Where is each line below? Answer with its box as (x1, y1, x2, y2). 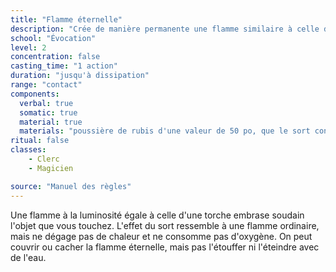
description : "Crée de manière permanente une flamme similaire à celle (10, 24, 320, 34)
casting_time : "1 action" (10, 61, 118, 71)
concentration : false (10, 52, 101, 62)
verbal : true (19, 98, 74, 108)
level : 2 (10, 42, 47, 53)
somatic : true (19, 107, 78, 118)
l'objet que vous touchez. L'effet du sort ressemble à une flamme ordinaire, (10, 219, 320, 231)
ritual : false (10, 136, 70, 146)
